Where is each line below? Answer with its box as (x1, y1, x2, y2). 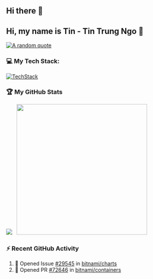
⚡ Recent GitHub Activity (6, 244, 79, 252)
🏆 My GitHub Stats (6, 88, 63, 96)
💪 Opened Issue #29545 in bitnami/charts (14, 260, 117, 267)
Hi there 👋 (6, 6, 43, 16)
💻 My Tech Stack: (6, 57, 60, 65)
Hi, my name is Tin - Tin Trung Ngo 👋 (6, 26, 144, 36)
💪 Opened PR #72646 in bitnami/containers (14, 267, 122, 274)
